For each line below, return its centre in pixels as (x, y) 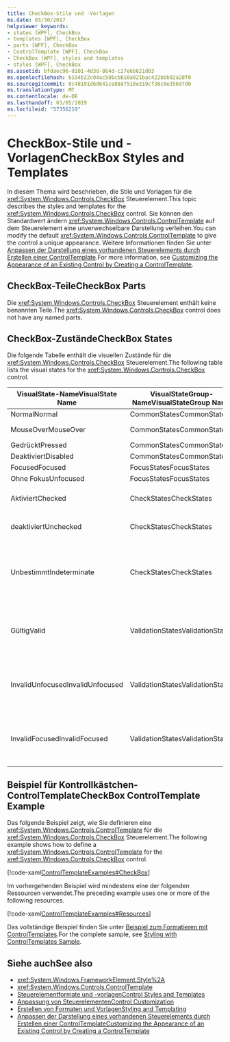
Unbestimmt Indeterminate (52, 572)
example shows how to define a (52, 845)
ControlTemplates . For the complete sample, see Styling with (92, 934)
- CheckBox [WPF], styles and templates (66, 58)
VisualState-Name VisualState (67, 394)
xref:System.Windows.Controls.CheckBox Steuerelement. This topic (102, 199)
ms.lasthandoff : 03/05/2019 (47, 103)
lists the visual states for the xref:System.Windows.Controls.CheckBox (106, 370)
